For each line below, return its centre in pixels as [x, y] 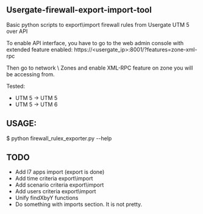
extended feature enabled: [40, 49]
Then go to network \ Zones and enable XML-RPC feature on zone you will [100, 68]
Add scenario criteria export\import [59, 185]
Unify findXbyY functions [47, 198]
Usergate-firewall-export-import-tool [79, 10]
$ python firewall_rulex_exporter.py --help [59, 138]
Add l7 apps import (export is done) [60, 172]
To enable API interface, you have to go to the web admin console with [95, 43]
